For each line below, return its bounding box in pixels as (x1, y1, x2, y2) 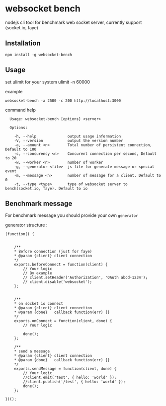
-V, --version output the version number (14, 138, 123, 143)
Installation (5, 39, 41, 48)
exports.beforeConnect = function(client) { (14, 262, 108, 267)
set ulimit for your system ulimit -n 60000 (5, 79, 90, 85)
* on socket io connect (14, 301, 64, 306)
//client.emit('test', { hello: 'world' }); (23, 375, 117, 380)
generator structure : (5, 222, 48, 228)
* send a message (14, 349, 50, 354)
